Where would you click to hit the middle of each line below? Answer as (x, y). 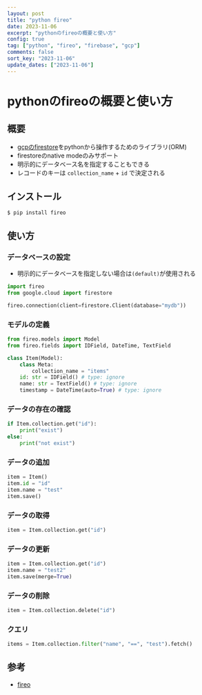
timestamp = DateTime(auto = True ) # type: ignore (91, 390)
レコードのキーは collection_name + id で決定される (91, 173)
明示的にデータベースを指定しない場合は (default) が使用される (107, 274)
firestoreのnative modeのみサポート (68, 155)
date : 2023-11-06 (32, 26)
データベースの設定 (39, 257)
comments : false (30, 53)
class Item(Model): (35, 358)
